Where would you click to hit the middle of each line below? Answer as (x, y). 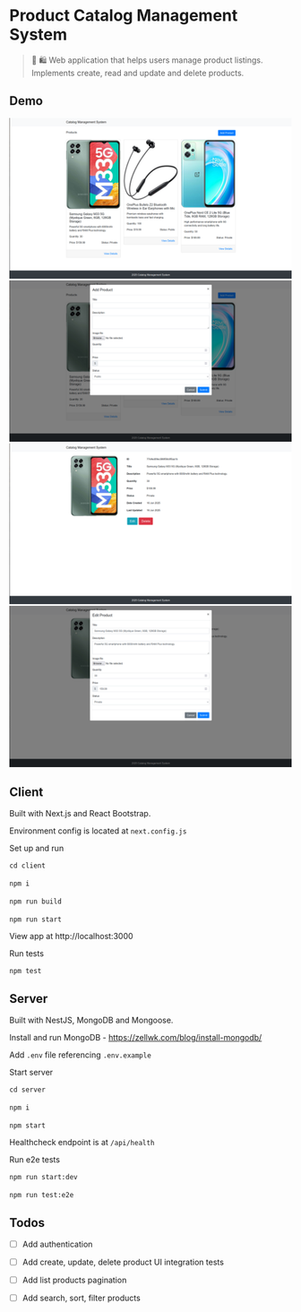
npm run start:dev (43, 1178)
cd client (28, 866)
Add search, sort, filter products (81, 1298)
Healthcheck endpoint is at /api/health (82, 1143)
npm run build (36, 902)
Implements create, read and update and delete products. (138, 73)
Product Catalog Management (124, 16)
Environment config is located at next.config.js (98, 831)
